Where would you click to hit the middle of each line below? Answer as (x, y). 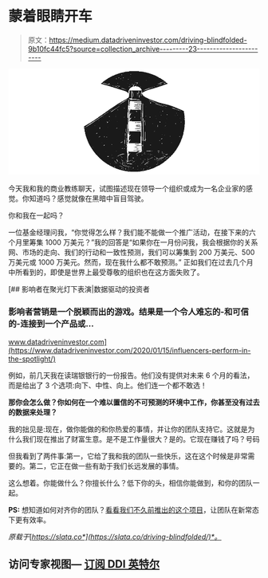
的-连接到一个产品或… (51, 324)
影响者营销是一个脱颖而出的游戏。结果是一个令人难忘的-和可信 (129, 312)
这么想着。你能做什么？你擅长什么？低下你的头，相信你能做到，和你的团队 (130, 482)
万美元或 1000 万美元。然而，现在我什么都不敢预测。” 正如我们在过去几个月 (131, 262)
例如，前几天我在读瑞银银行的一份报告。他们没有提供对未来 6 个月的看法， (131, 375)
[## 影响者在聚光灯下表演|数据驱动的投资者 (79, 289)
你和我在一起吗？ (36, 215)
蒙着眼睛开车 (51, 16)
